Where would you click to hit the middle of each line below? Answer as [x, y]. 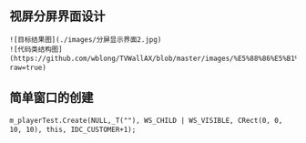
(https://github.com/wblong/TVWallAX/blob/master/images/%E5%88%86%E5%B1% [154, 58]
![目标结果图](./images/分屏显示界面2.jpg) [86, 39]
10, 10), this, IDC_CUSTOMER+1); [73, 129]
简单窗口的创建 [51, 98]
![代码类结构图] [36, 49]
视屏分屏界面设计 [57, 16]
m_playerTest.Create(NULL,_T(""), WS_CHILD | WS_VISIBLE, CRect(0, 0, [146, 120]
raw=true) [28, 67]
